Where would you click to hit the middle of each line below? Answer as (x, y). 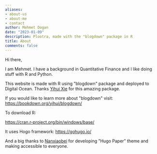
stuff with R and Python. (29, 74)
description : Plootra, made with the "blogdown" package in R (69, 37)
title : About (18, 41)
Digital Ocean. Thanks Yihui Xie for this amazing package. (63, 88)
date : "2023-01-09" (25, 32)
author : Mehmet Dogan (27, 28)
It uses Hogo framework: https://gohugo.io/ (48, 131)
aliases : (14, 9)
